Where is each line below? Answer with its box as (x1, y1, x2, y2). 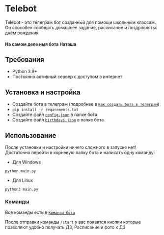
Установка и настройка (5, 88, 81, 96)
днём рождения (5, 30, 39, 36)
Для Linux (12, 177, 33, 183)
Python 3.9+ (12, 69, 38, 75)
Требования (5, 55, 44, 64)
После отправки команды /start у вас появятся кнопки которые (5, 219, 141, 225)
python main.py (5, 168, 36, 173)
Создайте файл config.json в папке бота (12, 112, 97, 117)
